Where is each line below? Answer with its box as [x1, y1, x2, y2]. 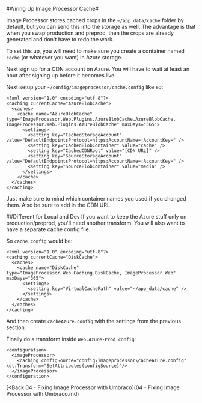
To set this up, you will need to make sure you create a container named [6, 47, 185, 55]
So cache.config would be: [6, 237, 73, 244]
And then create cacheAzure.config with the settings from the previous [6, 318, 182, 324]
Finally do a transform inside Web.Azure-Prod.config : [6, 336, 136, 342]
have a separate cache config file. [6, 226, 91, 233]
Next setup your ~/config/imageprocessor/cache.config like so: [6, 83, 164, 91]
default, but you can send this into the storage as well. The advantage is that [6, 23, 196, 30]
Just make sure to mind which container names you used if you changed [6, 195, 186, 202]
